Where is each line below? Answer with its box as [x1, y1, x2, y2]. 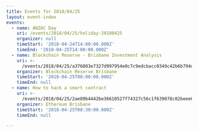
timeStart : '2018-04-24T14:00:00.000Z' [16, 42, 115, 48]
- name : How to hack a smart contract [11, 85, 107, 91]
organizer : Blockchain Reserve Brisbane [16, 69, 117, 75]
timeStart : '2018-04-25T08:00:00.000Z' [16, 74, 115, 80]
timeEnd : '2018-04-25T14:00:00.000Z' [16, 47, 110, 53]
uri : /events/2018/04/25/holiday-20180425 [16, 31, 123, 36]
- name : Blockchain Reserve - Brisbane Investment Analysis [11, 52, 162, 58]
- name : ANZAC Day [11, 25, 57, 31]
